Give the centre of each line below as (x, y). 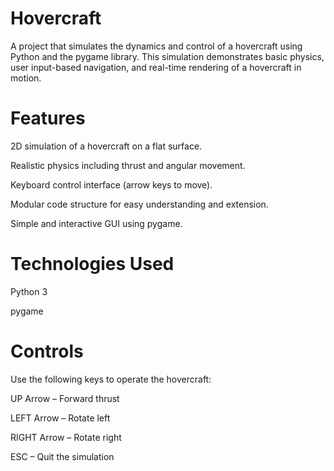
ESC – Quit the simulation (62, 456)
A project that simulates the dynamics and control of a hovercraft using (156, 46)
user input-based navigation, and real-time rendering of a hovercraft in (156, 67)
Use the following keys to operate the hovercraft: (111, 379)
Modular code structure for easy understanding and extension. (139, 204)
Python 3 (29, 291)
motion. (26, 78)
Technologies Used (92, 264)
